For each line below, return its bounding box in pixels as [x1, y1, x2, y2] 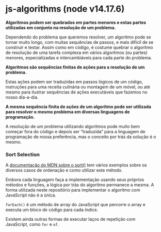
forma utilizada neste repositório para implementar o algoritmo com [5, 187, 141, 193]
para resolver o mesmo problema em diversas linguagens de [5, 108, 130, 115]
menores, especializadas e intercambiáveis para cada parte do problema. [5, 54, 152, 60]
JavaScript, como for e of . [5, 221, 59, 227]
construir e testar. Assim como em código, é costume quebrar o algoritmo [5, 44, 153, 50]
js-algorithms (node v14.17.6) [5, 3, 125, 15]
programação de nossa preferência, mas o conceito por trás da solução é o [5, 134, 157, 140]
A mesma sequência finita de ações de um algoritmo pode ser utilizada [5, 104, 152, 109]
